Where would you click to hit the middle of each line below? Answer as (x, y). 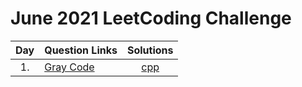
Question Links (81, 50)
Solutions (150, 50)
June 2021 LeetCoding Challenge (151, 18)
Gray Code (69, 67)
